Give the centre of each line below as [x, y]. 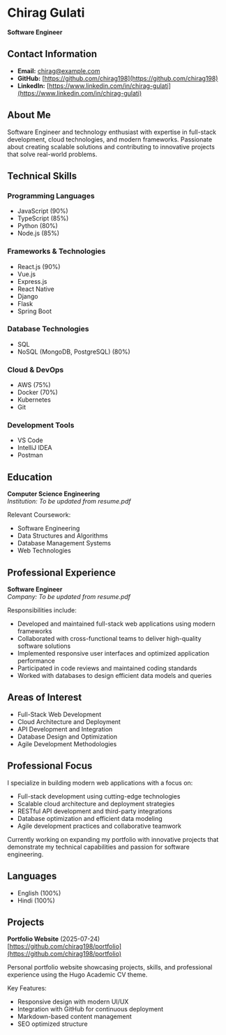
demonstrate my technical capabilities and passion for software [98, 847]
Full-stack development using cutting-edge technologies [99, 796]
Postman [30, 455]
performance [36, 661]
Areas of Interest [45, 698]
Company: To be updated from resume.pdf [69, 597]
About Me [29, 115]
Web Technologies [44, 551]
